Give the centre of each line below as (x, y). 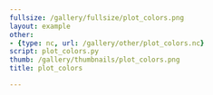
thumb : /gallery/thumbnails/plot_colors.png (95, 60)
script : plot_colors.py (54, 52)
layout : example (40, 26)
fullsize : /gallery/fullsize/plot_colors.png (97, 18)
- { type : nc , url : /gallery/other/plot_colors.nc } (107, 43)
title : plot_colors (46, 69)
